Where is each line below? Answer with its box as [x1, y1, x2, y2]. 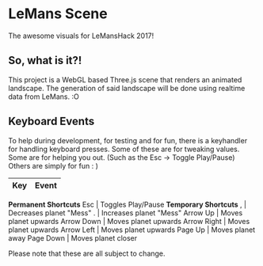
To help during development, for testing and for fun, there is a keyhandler [8, 135, 248, 145]
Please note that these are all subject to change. [8, 249, 166, 258]
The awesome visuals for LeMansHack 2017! [8, 31, 154, 40]
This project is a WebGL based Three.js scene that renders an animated [8, 74, 242, 84]
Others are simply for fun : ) [8, 161, 99, 170]
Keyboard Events [8, 115, 95, 128]
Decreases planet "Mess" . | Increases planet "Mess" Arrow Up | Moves [8, 207, 243, 218]
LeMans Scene [8, 5, 109, 23]
